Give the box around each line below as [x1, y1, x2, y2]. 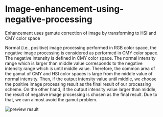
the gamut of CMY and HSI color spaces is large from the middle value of [5, 70, 153, 76]
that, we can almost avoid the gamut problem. [5, 96, 98, 102]
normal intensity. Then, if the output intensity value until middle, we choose [5, 76, 157, 82]
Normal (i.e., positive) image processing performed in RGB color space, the [5, 45, 157, 50]
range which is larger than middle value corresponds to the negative [5, 60, 143, 66]
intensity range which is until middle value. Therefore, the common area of [5, 65, 155, 71]
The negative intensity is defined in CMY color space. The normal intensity [5, 55, 156, 61]
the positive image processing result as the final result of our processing [5, 81, 151, 87]
